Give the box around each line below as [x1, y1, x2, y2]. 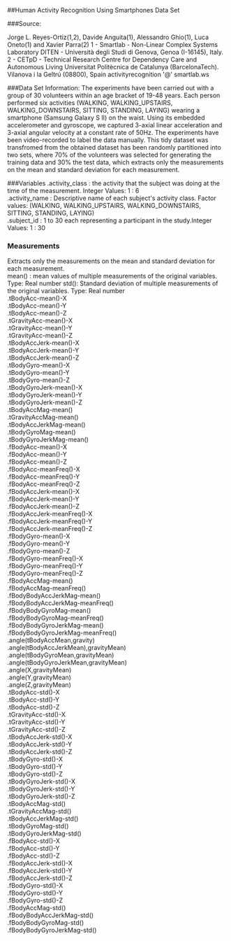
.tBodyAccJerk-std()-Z [7, 748, 73, 756]
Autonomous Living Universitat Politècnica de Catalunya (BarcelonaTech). [7, 63, 219, 71]
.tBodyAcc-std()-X [7, 688, 60, 697]
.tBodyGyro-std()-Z [7, 770, 63, 779]
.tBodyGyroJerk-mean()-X [7, 383, 82, 392]
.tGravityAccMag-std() [7, 807, 72, 816]
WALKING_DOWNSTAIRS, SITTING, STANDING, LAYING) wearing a [7, 106, 200, 114]
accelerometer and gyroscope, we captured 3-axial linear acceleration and [7, 121, 223, 129]
